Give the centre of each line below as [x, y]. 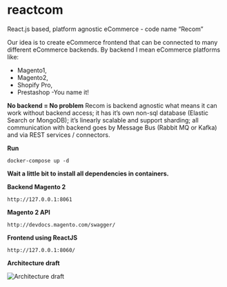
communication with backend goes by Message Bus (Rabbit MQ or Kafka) [112, 127]
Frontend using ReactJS [42, 237]
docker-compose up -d [38, 160]
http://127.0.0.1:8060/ [41, 250]
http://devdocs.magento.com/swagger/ [61, 225]
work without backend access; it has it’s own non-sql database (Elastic [108, 113]
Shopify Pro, [35, 85]
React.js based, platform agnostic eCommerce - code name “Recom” [105, 29]
